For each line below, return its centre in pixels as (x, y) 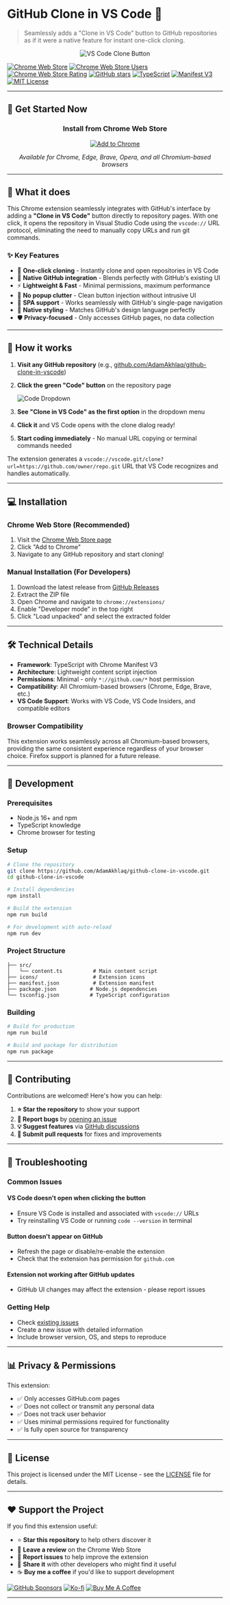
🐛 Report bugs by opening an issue (67, 1120)
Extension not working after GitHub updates (71, 1274)
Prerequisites (30, 802)
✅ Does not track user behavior (61, 1414)
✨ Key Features (33, 255)
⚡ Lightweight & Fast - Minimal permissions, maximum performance (114, 285)
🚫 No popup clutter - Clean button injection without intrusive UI (106, 295)
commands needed (44, 445)
